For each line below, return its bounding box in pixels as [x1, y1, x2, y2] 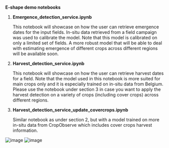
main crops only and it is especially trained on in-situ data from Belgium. [12, 81, 163, 87]
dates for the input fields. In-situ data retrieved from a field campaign [12, 29, 157, 35]
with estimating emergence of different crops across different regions [12, 45, 158, 51]
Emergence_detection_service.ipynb [12, 14, 92, 20]
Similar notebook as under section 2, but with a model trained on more [12, 117, 159, 123]
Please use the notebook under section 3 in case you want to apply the [12, 86, 161, 92]
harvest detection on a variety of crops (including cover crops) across [12, 92, 159, 97]
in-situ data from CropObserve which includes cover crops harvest [12, 122, 152, 128]
